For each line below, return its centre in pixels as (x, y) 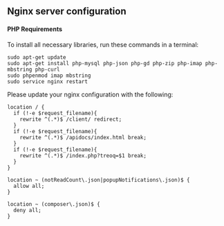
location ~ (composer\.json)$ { (54, 204)
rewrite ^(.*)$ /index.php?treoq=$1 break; (83, 155)
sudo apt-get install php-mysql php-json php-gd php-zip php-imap (105, 63)
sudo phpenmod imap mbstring (49, 76)
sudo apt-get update (37, 57)
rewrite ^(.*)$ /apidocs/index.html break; (83, 137)
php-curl (47, 69)
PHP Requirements (35, 29)
